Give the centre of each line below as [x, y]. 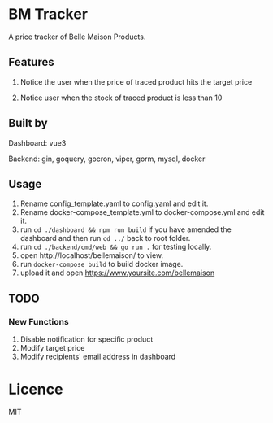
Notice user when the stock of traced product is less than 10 [121, 98]
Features [31, 62]
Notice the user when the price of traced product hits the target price [136, 81]
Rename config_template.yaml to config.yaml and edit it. [114, 203]
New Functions [39, 321]
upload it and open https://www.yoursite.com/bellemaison [117, 273]
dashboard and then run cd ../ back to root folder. [105, 238]
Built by [28, 123]
